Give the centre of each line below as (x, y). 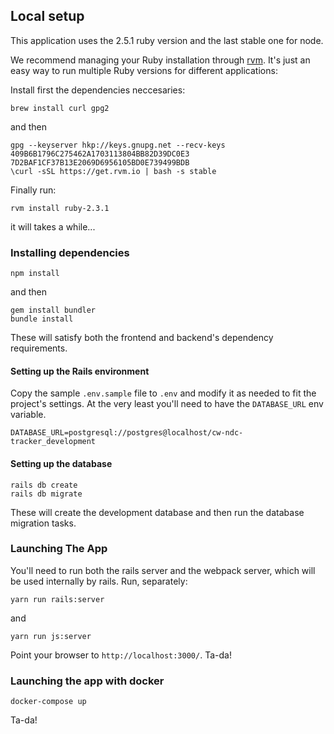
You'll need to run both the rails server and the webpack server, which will (163, 570)
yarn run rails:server (57, 599)
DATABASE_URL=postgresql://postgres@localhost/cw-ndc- (127, 433)
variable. (28, 415)
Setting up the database (61, 463)
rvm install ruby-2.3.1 (60, 208)
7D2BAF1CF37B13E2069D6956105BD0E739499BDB (100, 162)
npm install (35, 274)
